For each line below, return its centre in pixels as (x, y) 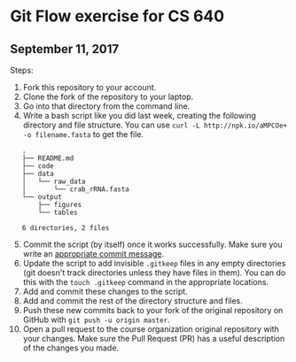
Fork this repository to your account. (90, 87)
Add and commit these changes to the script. (105, 291)
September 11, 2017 (65, 49)
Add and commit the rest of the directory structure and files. (132, 301)
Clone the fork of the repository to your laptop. (108, 96)
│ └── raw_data (54, 181)
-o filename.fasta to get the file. (83, 134)
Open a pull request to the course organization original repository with (151, 329)
